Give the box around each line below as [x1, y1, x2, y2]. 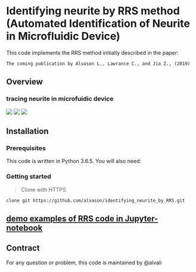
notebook [6, 223, 43, 233]
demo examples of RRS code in [6, 214, 123, 224]
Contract [6, 243, 40, 254]
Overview [6, 77, 43, 87]
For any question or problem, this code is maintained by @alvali [6, 259, 162, 266]
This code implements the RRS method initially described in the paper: [6, 49, 179, 56]
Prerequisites [6, 144, 46, 152]
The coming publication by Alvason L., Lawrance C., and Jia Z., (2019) [6, 61, 191, 67]
